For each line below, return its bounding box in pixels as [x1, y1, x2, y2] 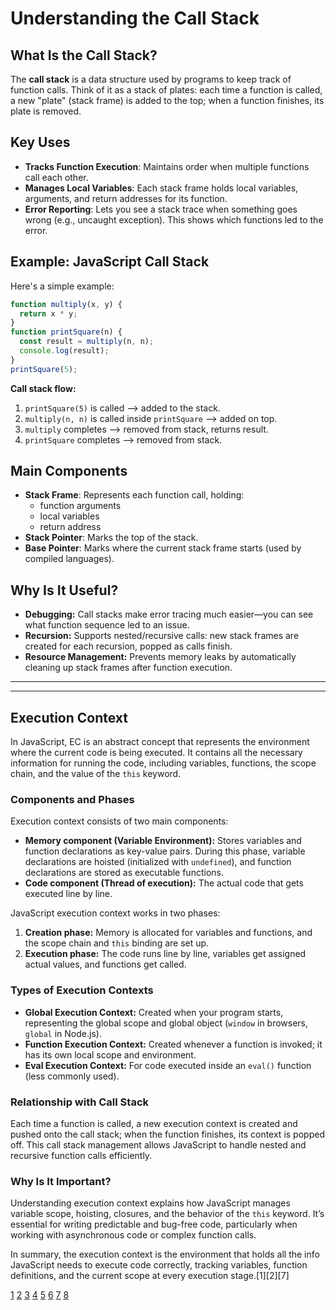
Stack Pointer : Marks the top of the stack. [24, 532, 199, 544]
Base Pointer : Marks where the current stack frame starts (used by [24, 542, 302, 554]
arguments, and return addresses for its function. [24, 192, 228, 204]
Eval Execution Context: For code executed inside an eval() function [24, 1059, 312, 1071]
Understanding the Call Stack [10, 7, 260, 30]
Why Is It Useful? [10, 582, 119, 599]
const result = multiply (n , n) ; [19, 337, 155, 347]
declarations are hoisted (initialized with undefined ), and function [24, 856, 292, 868]
